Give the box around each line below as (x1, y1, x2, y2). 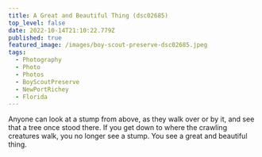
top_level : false (8, 19, 66, 27)
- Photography (15, 56, 62, 64)
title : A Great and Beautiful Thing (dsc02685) (8, 11, 169, 20)
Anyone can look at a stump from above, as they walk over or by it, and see (8, 114, 255, 124)
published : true (8, 33, 62, 42)
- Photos (15, 71, 44, 78)
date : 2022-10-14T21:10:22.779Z (8, 26, 115, 34)
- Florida (15, 93, 48, 101)
